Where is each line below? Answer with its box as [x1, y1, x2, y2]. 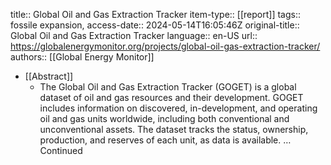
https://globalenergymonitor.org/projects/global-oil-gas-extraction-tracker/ [10, 40, 321, 52]
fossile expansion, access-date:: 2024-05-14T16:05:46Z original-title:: [10, 19, 300, 31]
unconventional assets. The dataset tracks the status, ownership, [39, 124, 309, 135]
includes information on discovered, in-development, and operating [39, 102, 318, 114]
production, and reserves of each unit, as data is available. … [39, 134, 292, 146]
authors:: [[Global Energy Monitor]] [10, 51, 155, 63]
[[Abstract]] [24, 70, 74, 82]
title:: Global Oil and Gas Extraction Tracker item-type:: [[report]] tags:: [10, 9, 301, 20]
